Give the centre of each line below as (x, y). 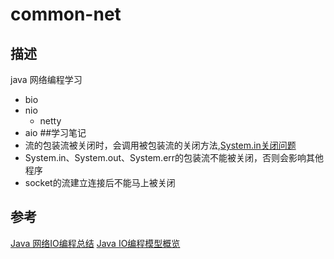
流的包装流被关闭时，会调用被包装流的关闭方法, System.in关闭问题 (160, 145)
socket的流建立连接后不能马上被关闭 (100, 182)
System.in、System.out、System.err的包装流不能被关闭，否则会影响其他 (174, 157)
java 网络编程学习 (46, 79)
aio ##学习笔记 (55, 132)
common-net (66, 14)
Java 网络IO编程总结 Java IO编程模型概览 (95, 243)
